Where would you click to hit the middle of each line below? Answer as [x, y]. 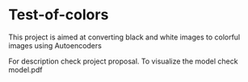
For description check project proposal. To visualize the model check [123, 61]
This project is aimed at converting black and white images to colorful [124, 37]
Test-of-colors [59, 15]
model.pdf [25, 69]
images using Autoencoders [55, 45]
